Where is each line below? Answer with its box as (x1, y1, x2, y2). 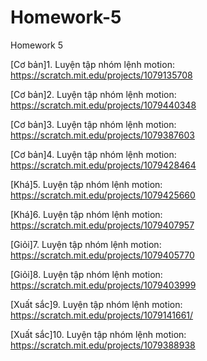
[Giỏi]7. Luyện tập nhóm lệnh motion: (10, 238, 162, 250)
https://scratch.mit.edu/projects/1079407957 (10, 219, 195, 231)
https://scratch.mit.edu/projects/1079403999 (10, 279, 197, 291)
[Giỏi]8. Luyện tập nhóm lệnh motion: (10, 268, 163, 280)
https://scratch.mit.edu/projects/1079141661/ (10, 309, 194, 321)
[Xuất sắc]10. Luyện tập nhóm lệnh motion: (10, 328, 187, 340)
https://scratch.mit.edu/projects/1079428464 (10, 159, 197, 171)
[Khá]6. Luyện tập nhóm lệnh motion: (10, 208, 163, 220)
